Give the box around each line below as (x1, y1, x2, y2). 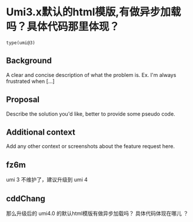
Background (6, 56, 52, 66)
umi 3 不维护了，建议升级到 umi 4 (6, 176, 88, 183)
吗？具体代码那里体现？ (6, 20, 120, 33)
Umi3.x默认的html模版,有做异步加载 (6, 5, 181, 19)
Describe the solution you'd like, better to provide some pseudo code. (6, 110, 175, 117)
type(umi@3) (6, 39, 35, 46)
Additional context (6, 127, 75, 137)
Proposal (6, 95, 40, 105)
